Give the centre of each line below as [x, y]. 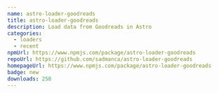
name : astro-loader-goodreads [52, 14]
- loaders [28, 40]
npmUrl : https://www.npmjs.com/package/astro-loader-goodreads [102, 53]
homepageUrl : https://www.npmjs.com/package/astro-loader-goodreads [109, 66]
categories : [25, 33]
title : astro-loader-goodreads [53, 20]
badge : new [23, 72]
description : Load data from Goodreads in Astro [80, 27]
